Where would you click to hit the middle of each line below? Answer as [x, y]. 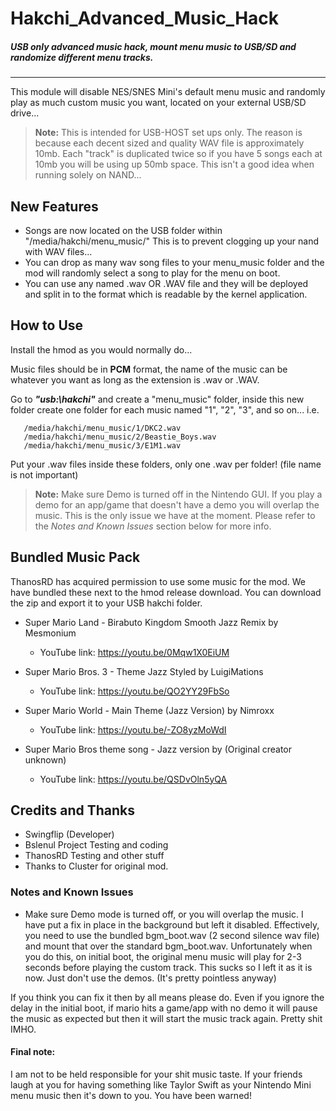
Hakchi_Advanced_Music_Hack [145, 18]
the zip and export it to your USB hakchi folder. [106, 603]
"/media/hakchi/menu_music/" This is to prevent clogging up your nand [172, 241]
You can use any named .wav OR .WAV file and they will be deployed [166, 283]
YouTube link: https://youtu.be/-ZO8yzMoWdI [133, 729]
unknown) [45, 759]
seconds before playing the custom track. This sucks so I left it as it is [168, 967]
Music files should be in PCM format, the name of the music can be [149, 369]
